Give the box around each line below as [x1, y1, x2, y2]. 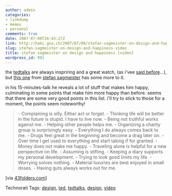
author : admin [5, 7, 36, 13]
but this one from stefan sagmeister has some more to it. [5, 75, 125, 81]
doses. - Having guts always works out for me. [17, 165, 117, 171]
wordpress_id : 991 [5, 55, 45, 60]
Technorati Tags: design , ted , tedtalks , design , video [5, 185, 116, 191]
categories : [5, 12, 31, 17]
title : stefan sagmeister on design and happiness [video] [5, 50, 134, 55]
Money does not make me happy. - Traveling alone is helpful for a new [17, 143, 167, 149]
